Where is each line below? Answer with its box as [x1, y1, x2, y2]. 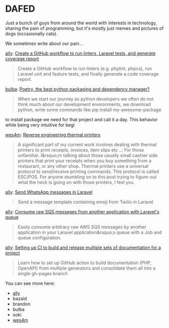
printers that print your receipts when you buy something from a [17, 158, 152, 164]
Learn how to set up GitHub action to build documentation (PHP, [17, 260, 152, 266]
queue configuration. [17, 234, 62, 241]
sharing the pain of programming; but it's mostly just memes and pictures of [5, 25, 164, 31]
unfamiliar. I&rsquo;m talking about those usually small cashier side [17, 152, 158, 158]
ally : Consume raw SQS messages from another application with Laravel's [5, 208, 159, 214]
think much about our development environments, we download [17, 101, 151, 107]
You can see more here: [5, 280, 55, 286]
